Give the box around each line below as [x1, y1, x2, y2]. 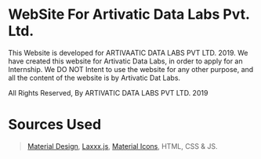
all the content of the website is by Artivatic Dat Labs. [8, 73, 181, 82]
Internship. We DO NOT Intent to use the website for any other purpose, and [8, 64, 254, 74]
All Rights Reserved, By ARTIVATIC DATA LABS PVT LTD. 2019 [8, 88, 208, 97]
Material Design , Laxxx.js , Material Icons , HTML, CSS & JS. [27, 141, 218, 150]
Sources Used [8, 116, 102, 134]
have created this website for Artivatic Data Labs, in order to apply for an [8, 56, 243, 66]
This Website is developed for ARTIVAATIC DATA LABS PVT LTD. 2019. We [8, 48, 248, 57]
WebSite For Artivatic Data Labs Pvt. [8, 5, 250, 23]
